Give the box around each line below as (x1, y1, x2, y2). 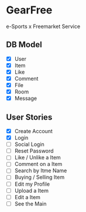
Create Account (14, 128, 53, 134)
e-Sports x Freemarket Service (6, 23, 81, 30)
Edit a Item (14, 193, 41, 200)
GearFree (6, 4, 53, 17)
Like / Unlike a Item (14, 154, 61, 161)
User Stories (6, 112, 53, 122)
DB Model (6, 40, 42, 50)
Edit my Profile (14, 180, 50, 187)
